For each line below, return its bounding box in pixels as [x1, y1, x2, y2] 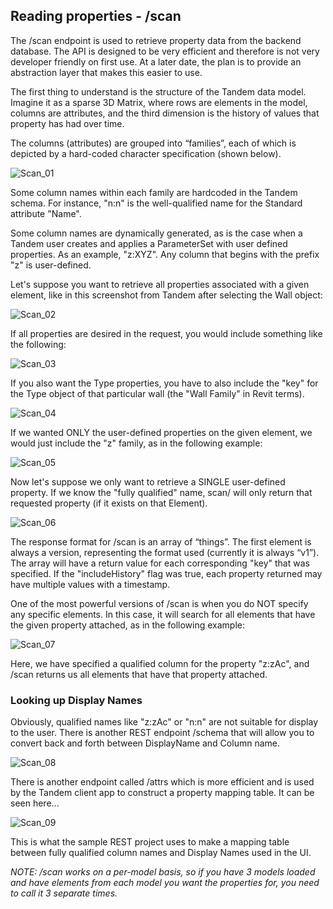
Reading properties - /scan [10, 8, 182, 25]
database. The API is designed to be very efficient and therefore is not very [10, 45, 320, 57]
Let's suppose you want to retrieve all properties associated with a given [10, 278, 310, 290]
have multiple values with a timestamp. [10, 578, 171, 590]
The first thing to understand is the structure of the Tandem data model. [10, 85, 307, 98]
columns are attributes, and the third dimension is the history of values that [10, 107, 320, 119]
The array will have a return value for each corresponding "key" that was [10, 557, 310, 569]
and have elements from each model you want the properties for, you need [10, 877, 320, 889]
